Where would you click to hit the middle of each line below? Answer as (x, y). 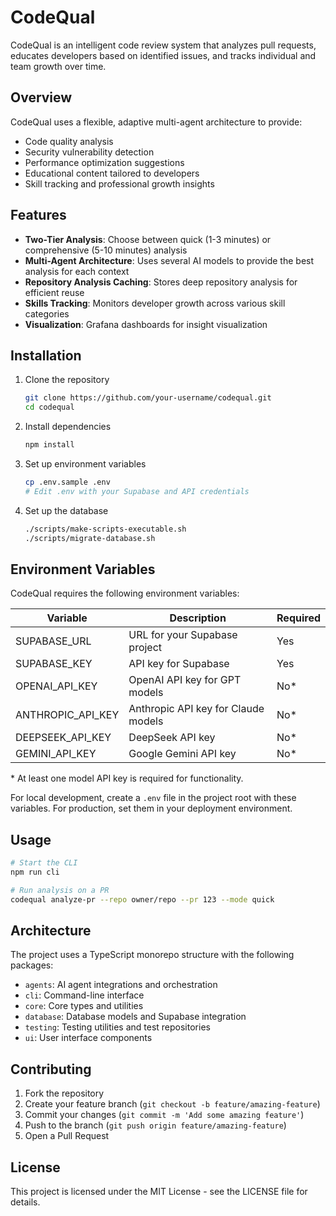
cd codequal (49, 407)
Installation (46, 355)
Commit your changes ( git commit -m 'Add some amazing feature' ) (164, 1115)
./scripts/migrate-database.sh (90, 538)
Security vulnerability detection (89, 152)
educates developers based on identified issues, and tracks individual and (163, 55)
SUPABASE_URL (53, 641)
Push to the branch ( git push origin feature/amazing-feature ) (155, 1125)
